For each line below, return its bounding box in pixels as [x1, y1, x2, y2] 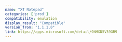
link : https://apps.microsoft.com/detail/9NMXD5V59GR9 [5, 29, 118, 34]
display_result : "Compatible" [5, 20, 66, 26]
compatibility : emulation [5, 16, 57, 21]
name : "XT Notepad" [5, 7, 44, 12]
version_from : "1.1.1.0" [5, 25, 55, 30]
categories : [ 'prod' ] [5, 12, 49, 16]
